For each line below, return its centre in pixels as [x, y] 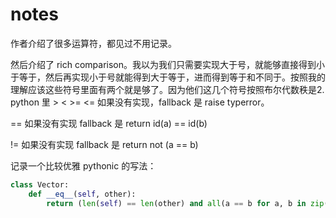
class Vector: [40, 184]
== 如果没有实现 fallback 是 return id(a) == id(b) [109, 123]
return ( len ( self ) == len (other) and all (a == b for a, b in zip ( [187, 203]
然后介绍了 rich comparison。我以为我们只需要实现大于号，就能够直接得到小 [168, 64]
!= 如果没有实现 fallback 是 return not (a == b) [104, 144]
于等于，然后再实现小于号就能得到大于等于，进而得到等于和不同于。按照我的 [168, 77]
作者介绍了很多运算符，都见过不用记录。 [93, 43]
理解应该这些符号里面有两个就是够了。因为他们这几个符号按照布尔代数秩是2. [167, 89]
